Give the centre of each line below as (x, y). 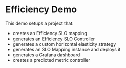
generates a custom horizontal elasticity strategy (64, 44)
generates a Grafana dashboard (46, 55)
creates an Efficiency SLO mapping (50, 33)
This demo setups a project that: (39, 23)
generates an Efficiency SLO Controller (54, 39)
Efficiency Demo (41, 9)
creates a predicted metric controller (51, 60)
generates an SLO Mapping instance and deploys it (67, 49)
